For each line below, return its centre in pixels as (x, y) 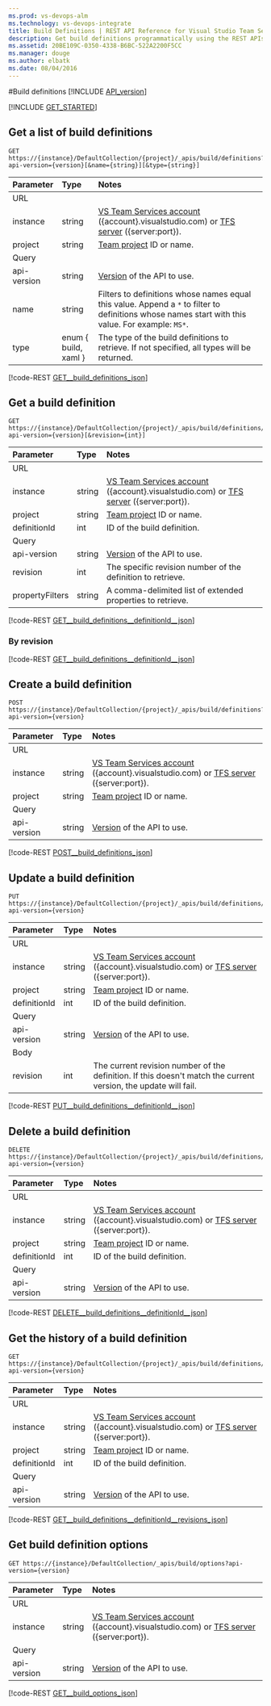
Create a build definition (70, 684)
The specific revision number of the (174, 568)
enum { (75, 337)
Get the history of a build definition (98, 1338)
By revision (31, 641)
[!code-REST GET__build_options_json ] (73, 1693)
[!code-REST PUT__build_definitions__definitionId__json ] (102, 1106)
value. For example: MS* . (143, 324)
